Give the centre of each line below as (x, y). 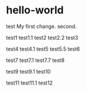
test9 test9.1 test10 (28, 71)
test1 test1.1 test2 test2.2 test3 (42, 37)
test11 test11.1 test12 (30, 83)
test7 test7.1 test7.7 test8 (35, 60)
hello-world (35, 10)
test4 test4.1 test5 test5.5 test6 (43, 49)
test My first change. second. (42, 26)
